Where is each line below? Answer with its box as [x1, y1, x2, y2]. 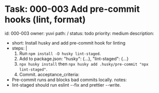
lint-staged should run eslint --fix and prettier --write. [11, 82, 121, 88]
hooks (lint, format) [4, 14, 86, 25]
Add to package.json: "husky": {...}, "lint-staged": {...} [19, 55, 129, 61]
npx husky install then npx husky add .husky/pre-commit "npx [19, 61, 149, 67]
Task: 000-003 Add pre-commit [4, 3, 140, 15]
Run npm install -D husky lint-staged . [19, 50, 101, 56]
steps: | [11, 45, 28, 51]
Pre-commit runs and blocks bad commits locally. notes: [11, 77, 127, 83]
